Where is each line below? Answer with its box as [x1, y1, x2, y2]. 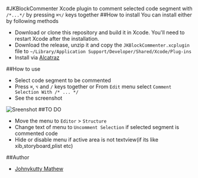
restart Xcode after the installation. [14, 35, 99, 42]
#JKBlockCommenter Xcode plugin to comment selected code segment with [6, 5, 193, 12]
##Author [6, 154, 30, 161]
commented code [14, 130, 58, 137]
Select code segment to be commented [14, 77, 111, 84]
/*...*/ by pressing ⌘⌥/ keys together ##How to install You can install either [6, 11, 192, 18]
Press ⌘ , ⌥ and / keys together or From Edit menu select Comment [14, 83, 172, 90]
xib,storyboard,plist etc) [14, 143, 73, 149]
